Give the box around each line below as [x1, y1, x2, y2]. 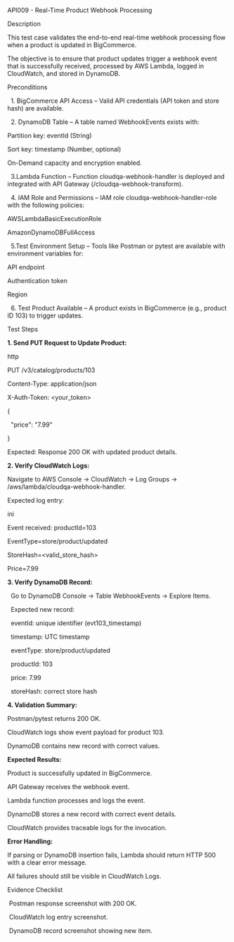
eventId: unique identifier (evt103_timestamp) [10, 619, 142, 627]
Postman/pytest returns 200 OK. [7, 715, 101, 722]
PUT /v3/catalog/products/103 [7, 366, 96, 374]
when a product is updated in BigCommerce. [7, 41, 137, 49]
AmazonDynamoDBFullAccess [7, 228, 96, 237]
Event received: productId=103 [7, 524, 97, 532]
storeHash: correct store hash [10, 687, 97, 696]
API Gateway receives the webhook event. [7, 783, 130, 791]
